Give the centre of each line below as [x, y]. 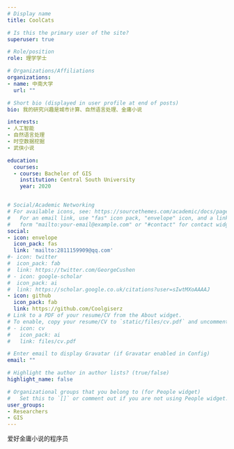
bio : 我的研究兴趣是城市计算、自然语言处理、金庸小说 [75, 109]
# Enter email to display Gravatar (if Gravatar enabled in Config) [109, 354]
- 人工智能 [21, 129]
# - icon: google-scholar [45, 276]
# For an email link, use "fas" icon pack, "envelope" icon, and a [110, 218]
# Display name [29, 14]
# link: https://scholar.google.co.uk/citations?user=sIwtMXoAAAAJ [109, 289]
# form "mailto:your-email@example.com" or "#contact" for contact [110, 224]
